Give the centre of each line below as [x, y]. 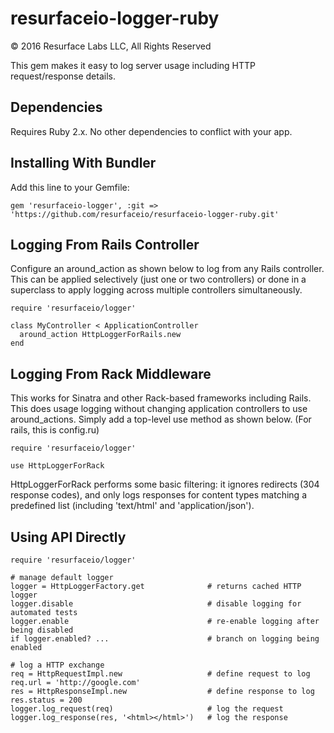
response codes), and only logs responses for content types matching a [158, 495]
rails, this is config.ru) [55, 430]
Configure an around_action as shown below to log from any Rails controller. [167, 269]
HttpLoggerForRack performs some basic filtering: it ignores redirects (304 [165, 484]
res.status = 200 [46, 700]
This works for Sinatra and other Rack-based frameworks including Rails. [161, 398]
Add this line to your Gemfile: [70, 187]
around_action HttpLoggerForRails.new [100, 335]
